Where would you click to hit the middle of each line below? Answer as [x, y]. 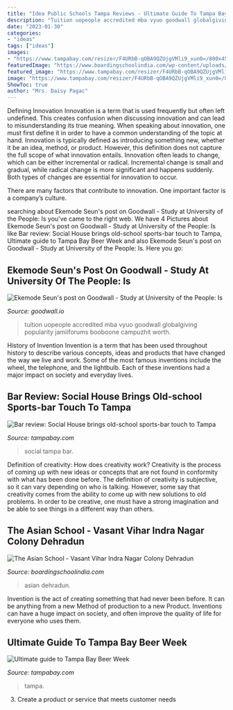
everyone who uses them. [44, 620]
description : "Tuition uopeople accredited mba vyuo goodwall [99, 20]
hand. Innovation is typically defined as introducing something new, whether [116, 140]
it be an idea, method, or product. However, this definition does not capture [115, 148]
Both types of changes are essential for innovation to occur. [93, 177]
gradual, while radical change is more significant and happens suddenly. [111, 170]
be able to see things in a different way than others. [81, 509]
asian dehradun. [47, 585]
